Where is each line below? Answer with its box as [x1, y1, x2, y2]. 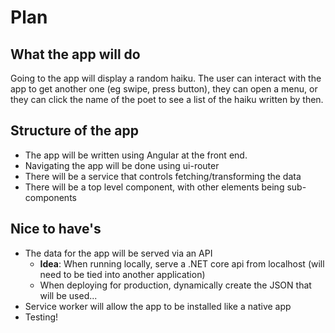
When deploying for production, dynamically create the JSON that [39, 279, 312, 291]
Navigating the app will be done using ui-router [24, 159, 220, 171]
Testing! [24, 311, 59, 323]
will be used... [39, 289, 98, 301]
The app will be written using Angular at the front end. [24, 149, 248, 161]
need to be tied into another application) [39, 268, 206, 280]
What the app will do [10, 46, 141, 63]
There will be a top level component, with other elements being [24, 181, 285, 193]
